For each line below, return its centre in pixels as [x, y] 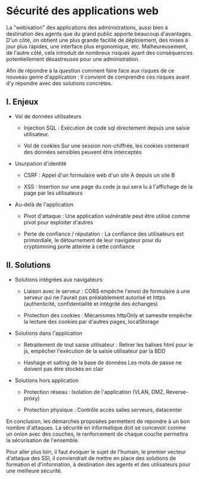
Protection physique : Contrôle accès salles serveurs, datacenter [103, 409]
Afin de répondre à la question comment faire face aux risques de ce [90, 70]
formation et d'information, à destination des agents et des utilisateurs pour [99, 464]
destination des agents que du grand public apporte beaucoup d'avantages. [99, 33]
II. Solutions [29, 265]
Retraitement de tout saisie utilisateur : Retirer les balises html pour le [108, 345]
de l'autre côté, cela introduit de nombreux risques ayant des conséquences [99, 52]
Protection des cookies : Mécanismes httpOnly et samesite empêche [108, 315]
